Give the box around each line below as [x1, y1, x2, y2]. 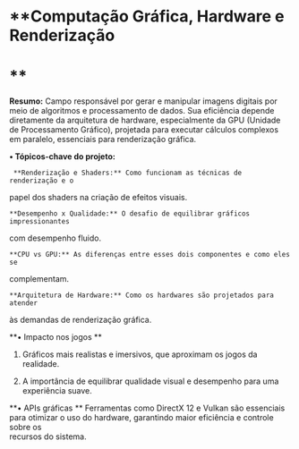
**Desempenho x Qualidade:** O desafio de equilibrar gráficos [9, 209, 251, 218]
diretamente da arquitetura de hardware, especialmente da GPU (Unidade [9, 114, 281, 126]
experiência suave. [21, 385, 92, 396]
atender [9, 299, 38, 308]
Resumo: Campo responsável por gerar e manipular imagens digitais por [9, 96, 278, 106]
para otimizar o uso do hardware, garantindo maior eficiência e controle [9, 412, 275, 423]
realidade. [21, 359, 60, 369]
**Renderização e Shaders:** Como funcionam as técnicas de [13, 168, 243, 178]
